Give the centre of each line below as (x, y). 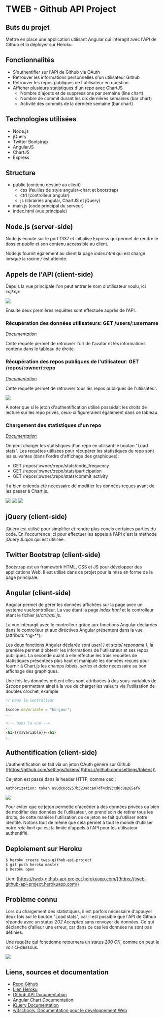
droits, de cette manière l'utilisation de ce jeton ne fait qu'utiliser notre (77, 817)
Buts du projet (28, 27)
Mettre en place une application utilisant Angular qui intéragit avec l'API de (81, 39)
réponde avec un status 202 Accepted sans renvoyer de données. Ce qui (80, 922)
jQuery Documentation (36, 1005)
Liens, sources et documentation (57, 972)
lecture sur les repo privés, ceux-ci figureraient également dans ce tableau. (82, 412)
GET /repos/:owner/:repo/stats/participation (57, 471)
